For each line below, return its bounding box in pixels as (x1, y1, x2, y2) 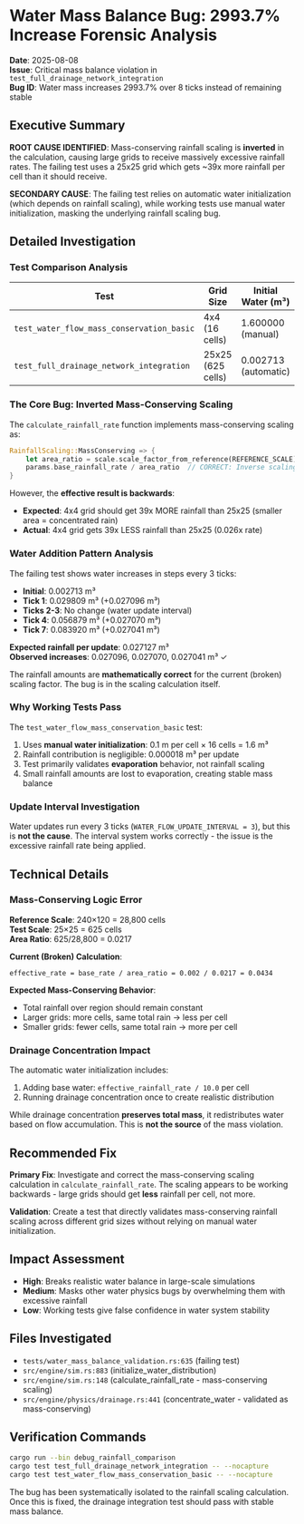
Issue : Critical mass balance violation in (9, 64, 158, 75)
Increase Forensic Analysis (9, 24, 217, 45)
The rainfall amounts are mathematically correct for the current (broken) (9, 668, 282, 680)
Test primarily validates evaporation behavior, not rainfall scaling (22, 758, 265, 769)
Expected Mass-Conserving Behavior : (9, 985, 157, 995)
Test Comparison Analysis (9, 261, 128, 274)
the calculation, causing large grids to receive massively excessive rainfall (9, 151, 285, 162)
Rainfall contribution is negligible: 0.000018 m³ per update (22, 749, 240, 760)
